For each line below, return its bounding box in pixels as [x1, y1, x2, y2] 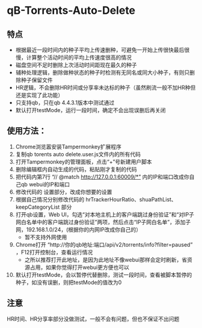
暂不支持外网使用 [24, 233, 67, 241]
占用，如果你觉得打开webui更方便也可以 [29, 263, 130, 271]
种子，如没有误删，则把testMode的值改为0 [15, 279, 122, 286]
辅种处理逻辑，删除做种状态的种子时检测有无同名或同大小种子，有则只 [15, 69, 190, 76]
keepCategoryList [15, 203, 60, 210]
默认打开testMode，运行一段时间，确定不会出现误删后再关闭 [15, 107, 166, 113]
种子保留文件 [20, 77, 53, 83]
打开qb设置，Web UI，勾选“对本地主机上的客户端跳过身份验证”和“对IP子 [15, 210, 195, 218]
